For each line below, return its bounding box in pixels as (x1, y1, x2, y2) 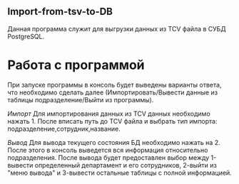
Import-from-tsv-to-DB (7, 6, 113, 18)
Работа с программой (7, 57, 145, 73)
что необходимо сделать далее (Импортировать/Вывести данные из (7, 88, 218, 97)
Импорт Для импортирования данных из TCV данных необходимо (7, 109, 210, 118)
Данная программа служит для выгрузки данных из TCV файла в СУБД (7, 24, 226, 33)
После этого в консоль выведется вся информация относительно (7, 146, 208, 154)
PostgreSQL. (7, 32, 45, 40)
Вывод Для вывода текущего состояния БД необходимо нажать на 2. (7, 138, 220, 146)
